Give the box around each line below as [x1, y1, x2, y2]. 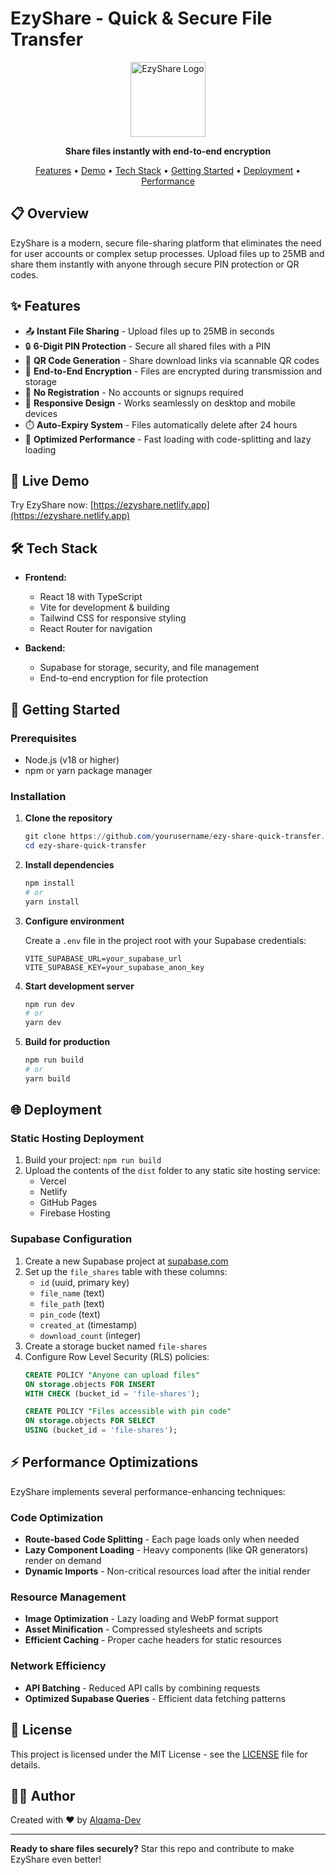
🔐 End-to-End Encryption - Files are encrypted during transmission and [24, 365, 323, 377]
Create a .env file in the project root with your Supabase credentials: [24, 934, 307, 946]
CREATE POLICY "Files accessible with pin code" [24, 1407, 232, 1417]
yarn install [24, 897, 80, 907]
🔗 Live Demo [10, 472, 90, 489]
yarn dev [24, 1018, 62, 1028]
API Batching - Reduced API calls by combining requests [24, 1682, 261, 1694]
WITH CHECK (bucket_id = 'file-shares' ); [24, 1388, 201, 1399]
